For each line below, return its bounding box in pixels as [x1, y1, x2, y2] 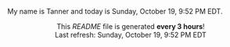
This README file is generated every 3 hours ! [56, 22, 205, 31]
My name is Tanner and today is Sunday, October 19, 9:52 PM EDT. [7, 7, 223, 16]
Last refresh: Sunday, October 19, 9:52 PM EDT [55, 31, 207, 39]
